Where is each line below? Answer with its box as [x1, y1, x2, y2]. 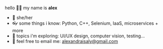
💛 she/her [12, 15, 33, 20]
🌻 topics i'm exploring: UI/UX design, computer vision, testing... [12, 33, 145, 39]
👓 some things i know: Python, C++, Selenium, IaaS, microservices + [12, 20, 158, 26]
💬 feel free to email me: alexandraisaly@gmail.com [12, 38, 118, 44]
